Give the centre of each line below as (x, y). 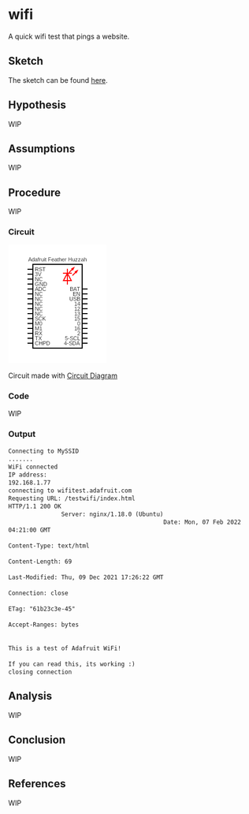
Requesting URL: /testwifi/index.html (72, 498)
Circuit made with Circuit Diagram (63, 375)
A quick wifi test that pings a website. (69, 36)
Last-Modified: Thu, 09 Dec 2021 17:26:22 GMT (86, 577)
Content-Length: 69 (40, 562)
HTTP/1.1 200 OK (35, 506)
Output (22, 434)
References (37, 784)
